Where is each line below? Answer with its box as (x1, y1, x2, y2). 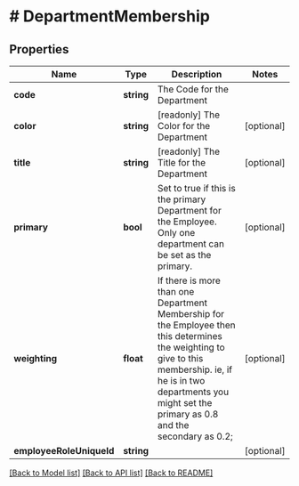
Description (171, 69, 222, 80)
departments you (157, 385, 230, 398)
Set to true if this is (157, 182, 236, 194)
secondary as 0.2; (157, 430, 233, 442)
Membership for (157, 308, 225, 320)
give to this (157, 352, 204, 364)
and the (157, 419, 190, 431)
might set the (157, 397, 213, 409)
